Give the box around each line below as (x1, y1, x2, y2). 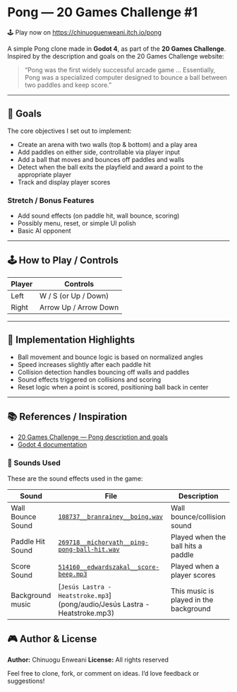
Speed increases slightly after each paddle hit (17, 360, 152, 368)
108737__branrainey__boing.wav (58, 512, 164, 520)
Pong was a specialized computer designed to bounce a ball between (24, 73, 227, 81)
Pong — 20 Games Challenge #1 (7, 4, 198, 20)
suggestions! (7, 676, 45, 685)
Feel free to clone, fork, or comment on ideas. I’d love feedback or (7, 669, 200, 677)
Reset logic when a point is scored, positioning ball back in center (17, 382, 209, 391)
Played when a (170, 561, 220, 571)
